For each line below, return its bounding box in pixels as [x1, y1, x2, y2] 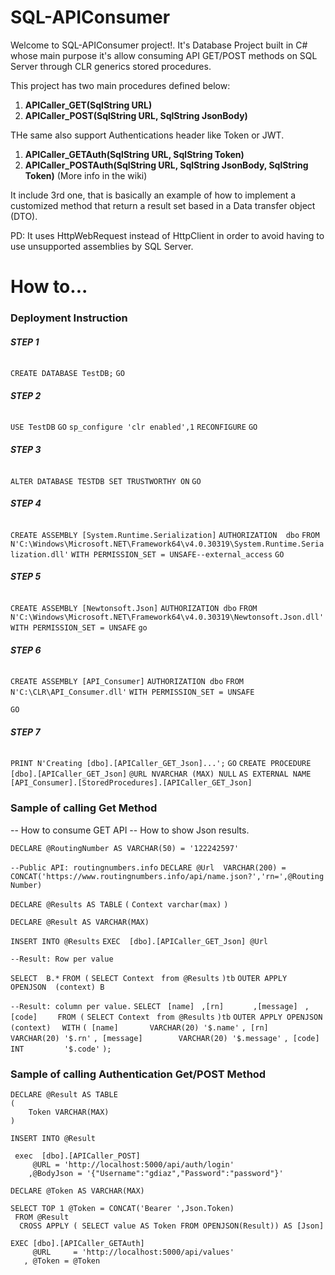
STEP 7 [10, 726, 41, 738]
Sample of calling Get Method [10, 801, 158, 815]
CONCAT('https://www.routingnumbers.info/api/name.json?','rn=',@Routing [10, 871, 325, 881]
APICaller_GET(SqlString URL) [24, 99, 153, 111]
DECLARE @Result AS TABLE [10, 1090, 118, 1100]
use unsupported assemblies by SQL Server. [10, 240, 194, 252]
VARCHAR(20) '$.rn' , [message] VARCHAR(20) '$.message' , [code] [10, 1033, 320, 1043]
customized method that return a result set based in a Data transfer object [10, 199, 316, 211]
